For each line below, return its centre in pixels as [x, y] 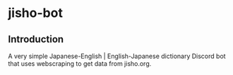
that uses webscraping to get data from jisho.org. [80, 64]
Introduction [36, 39]
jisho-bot [35, 13]
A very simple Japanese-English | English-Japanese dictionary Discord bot [117, 56]
